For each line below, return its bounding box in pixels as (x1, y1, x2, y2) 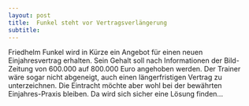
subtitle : (8, 26, 41, 34)
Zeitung (8, 64, 34, 74)
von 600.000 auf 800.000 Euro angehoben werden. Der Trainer (35, 64, 241, 74)
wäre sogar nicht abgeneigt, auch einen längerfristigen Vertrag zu (8, 72, 222, 82)
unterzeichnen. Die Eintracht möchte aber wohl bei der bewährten (8, 81, 222, 90)
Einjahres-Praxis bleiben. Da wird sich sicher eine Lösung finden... (8, 90, 223, 99)
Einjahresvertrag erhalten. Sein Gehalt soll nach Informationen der (8, 56, 223, 65)
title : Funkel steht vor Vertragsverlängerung (8, 19, 168, 27)
